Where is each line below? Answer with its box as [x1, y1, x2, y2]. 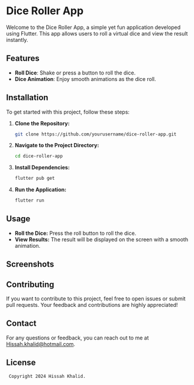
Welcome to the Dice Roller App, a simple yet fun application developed [6, 24, 181, 31]
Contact [6, 318, 37, 329]
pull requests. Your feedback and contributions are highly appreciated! [6, 302, 179, 309]
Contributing [6, 279, 54, 289]
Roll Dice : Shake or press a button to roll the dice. [14, 69, 136, 76]
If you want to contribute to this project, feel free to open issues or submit [6, 295, 186, 302]
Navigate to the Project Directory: [14, 142, 99, 149]
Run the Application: [14, 186, 67, 193]
